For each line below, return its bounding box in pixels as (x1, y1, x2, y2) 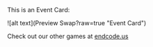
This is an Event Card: (7, 6, 70, 14)
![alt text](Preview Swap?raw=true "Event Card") (7, 19, 147, 27)
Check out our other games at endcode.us (7, 32, 129, 40)
